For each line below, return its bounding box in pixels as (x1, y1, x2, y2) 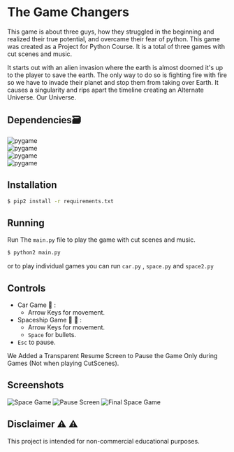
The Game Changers (7, 4, 129, 20)
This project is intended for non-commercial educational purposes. (7, 437, 200, 445)
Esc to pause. (17, 338, 56, 346)
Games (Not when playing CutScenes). (7, 359, 119, 367)
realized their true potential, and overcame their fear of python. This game (7, 34, 221, 43)
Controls (7, 282, 46, 294)
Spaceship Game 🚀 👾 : (17, 315, 82, 324)
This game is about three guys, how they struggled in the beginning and (7, 27, 214, 36)
